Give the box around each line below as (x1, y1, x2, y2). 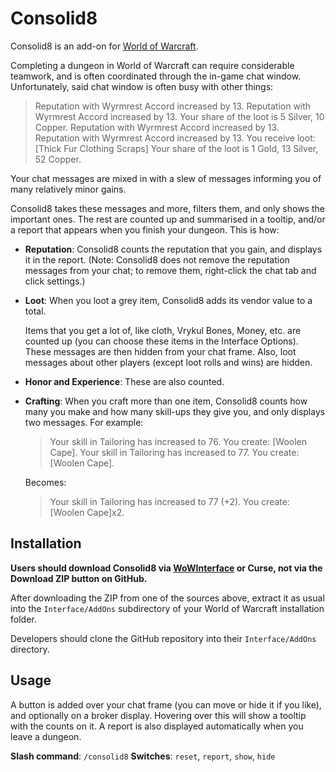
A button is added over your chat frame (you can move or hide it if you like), (10, 698, 322, 711)
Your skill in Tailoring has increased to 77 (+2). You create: (49, 495, 290, 507)
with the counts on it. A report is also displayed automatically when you (10, 720, 304, 732)
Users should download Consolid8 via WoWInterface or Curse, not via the (10, 562, 323, 574)
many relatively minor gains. (10, 183, 127, 195)
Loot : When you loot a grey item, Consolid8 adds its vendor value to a (24, 294, 313, 306)
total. (24, 305, 47, 317)
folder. (10, 613, 37, 625)
